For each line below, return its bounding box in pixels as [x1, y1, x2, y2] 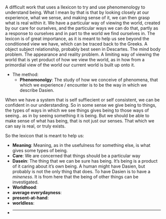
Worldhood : [12, 184, 38, 190]
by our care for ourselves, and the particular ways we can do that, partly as [5, 25, 159, 31]
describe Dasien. [19, 88, 54, 93]
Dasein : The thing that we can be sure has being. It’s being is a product [12, 158, 158, 164]
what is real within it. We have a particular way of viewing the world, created [5, 20, 161, 26]
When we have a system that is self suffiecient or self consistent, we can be [5, 97, 160, 103]
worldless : [12, 200, 35, 206]
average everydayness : [12, 190, 62, 195]
